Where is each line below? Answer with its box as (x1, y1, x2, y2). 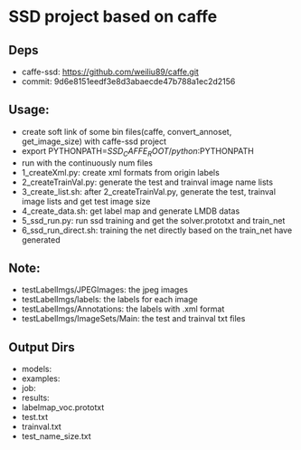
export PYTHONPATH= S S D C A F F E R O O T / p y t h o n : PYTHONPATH (21, 145, 254, 158)
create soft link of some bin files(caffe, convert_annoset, (21, 126, 232, 137)
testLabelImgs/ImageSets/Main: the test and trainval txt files (21, 313, 246, 324)
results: (21, 392, 51, 404)
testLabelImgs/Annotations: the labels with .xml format (21, 303, 225, 314)
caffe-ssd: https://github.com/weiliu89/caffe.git (21, 66, 200, 77)
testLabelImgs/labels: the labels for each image (21, 294, 198, 305)
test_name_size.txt (21, 431, 91, 442)
